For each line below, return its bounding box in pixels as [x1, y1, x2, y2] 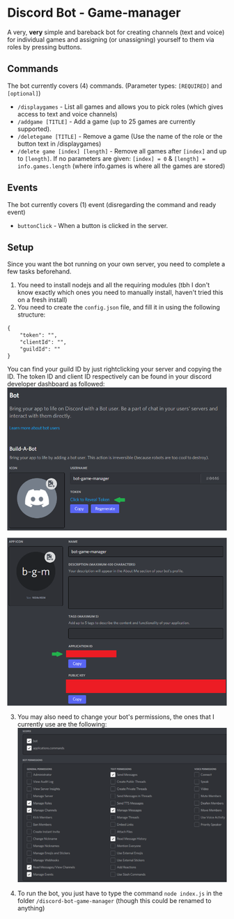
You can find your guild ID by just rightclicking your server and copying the [7, 365, 222, 374]
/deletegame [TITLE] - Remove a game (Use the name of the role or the [17, 132, 223, 140]
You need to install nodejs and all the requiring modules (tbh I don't [17, 281, 210, 289]
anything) [17, 904, 45, 912]
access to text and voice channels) [17, 109, 118, 118]
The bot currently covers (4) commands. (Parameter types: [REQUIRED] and [7, 82, 222, 90]
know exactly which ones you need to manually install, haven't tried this [17, 288, 224, 297]
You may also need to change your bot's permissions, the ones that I [17, 713, 214, 721]
